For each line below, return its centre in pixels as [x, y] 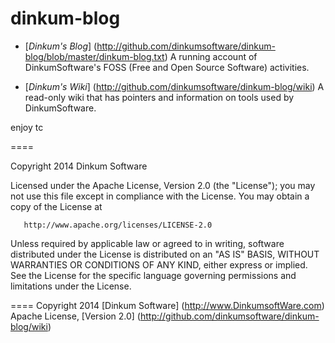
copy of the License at [56, 206]
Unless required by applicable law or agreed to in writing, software [147, 243]
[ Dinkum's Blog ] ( [61, 46]
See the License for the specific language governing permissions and [153, 275]
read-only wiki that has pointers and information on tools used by [159, 97]
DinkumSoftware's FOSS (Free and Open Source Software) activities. [167, 67]
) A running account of [211, 56]
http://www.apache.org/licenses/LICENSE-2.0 [118, 225]
